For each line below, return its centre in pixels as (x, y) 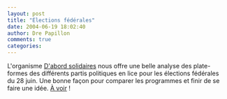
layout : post (26, 14)
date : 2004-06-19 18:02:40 (46, 26)
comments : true (29, 40)
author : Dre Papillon (39, 33)
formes (17, 73)
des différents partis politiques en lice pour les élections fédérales (124, 73)
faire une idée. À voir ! (39, 88)
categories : (24, 46)
